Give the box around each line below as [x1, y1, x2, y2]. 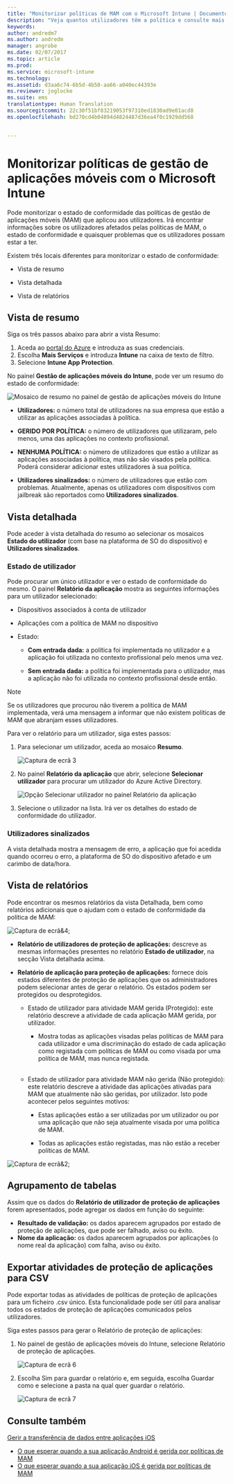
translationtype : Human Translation [7, 101, 113, 108]
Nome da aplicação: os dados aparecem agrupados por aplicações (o [17, 1234, 218, 1242]
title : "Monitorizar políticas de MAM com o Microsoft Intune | [7, 10, 197, 17]
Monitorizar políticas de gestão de [7, 156, 209, 171]
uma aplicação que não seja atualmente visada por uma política [37, 1118, 220, 1126]
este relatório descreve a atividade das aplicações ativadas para [27, 1082, 212, 1091]
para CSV [7, 1272, 50, 1284]
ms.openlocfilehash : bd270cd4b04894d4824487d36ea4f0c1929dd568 [7, 113, 194, 120]
